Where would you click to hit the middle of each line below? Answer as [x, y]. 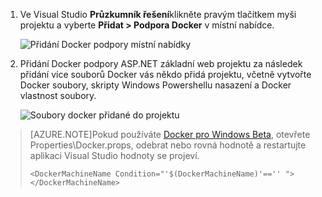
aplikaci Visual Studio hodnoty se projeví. [114, 155]
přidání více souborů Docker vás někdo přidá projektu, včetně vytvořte [165, 74]
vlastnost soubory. [58, 95]
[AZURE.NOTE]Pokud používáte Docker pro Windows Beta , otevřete [170, 134]
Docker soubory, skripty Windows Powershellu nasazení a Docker [155, 85]
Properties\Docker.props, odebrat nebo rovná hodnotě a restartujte [168, 145]
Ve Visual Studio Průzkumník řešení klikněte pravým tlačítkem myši [158, 14]
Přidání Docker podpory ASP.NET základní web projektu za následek [161, 63]
